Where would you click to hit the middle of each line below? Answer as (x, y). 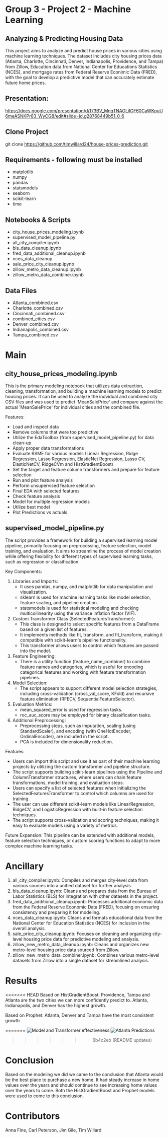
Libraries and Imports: (35, 581)
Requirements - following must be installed (74, 160)
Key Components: (24, 571)
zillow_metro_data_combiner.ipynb (48, 275)
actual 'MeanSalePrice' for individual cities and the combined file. (73, 407)
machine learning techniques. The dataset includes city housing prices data (83, 56)
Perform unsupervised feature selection (54, 486)
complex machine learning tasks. (39, 846)
